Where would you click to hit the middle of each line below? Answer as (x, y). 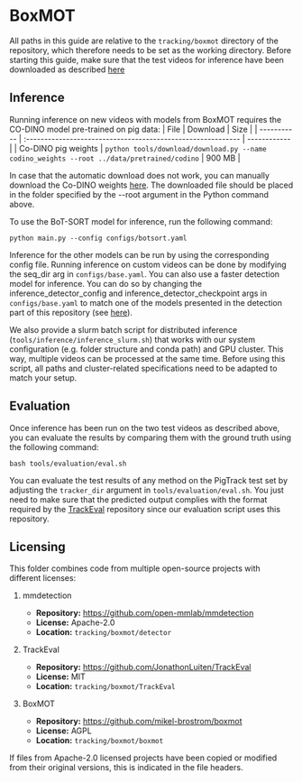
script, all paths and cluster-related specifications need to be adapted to (143, 368)
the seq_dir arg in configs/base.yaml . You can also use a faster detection (145, 274)
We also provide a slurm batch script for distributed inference (124, 329)
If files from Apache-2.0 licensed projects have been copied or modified (143, 758)
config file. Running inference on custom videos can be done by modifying (148, 264)
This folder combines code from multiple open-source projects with (135, 568)
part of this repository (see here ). (71, 312)
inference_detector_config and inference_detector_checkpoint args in (138, 293)
